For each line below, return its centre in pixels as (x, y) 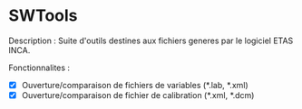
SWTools (43, 16)
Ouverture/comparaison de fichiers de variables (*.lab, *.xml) (135, 85)
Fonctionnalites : (39, 68)
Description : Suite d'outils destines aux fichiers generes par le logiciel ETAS (151, 41)
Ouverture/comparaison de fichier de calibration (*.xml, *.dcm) (138, 95)
